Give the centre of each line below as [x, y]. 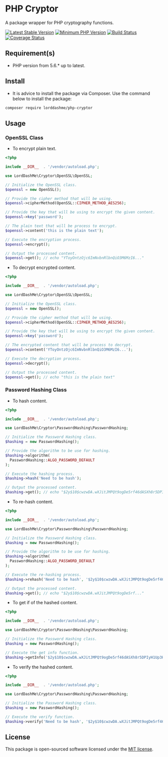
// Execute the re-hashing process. [43, 575]
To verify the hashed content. [43, 667]
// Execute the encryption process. [43, 239]
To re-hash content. [33, 502]
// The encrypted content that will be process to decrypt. [69, 345]
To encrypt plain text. [34, 149]
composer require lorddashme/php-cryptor [49, 108]
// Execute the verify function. [40, 717]
